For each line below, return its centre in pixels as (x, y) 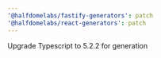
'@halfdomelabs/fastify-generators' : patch (80, 15)
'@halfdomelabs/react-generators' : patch (77, 23)
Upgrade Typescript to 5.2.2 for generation (78, 45)
